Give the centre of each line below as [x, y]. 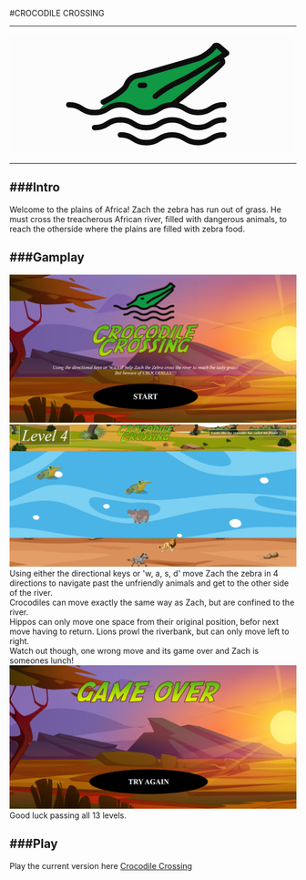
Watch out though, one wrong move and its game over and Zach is [134, 650]
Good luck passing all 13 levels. [68, 815]
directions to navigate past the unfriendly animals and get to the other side [149, 583]
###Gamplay [47, 257]
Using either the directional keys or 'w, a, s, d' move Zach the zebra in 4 [144, 573]
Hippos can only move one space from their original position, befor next [144, 621]
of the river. [31, 592]
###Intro [35, 187]
